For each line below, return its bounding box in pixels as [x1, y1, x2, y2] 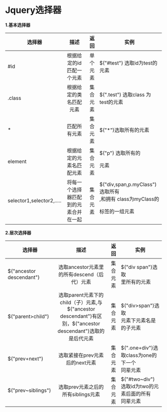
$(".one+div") [121, 344, 153, 351]
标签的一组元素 [99, 208, 135, 215]
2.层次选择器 [5, 230, 31, 236]
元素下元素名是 [121, 317, 156, 324]
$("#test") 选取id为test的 [99, 59, 158, 66]
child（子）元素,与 [59, 299, 103, 306]
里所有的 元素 [121, 278, 151, 285]
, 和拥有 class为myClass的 [99, 195, 160, 202]
